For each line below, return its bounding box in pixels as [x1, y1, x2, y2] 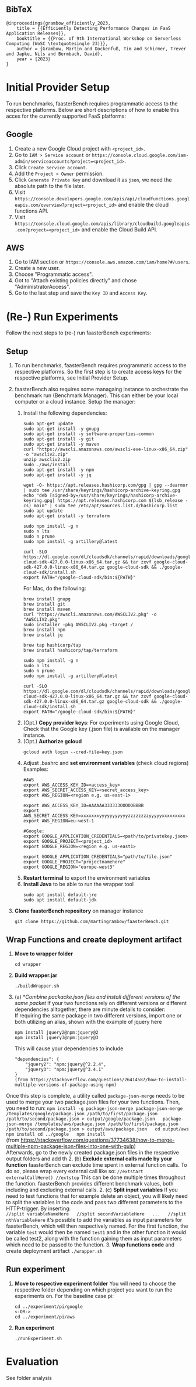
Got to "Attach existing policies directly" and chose [14, 277, 137, 284]
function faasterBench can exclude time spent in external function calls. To [6, 1161, 188, 1168]
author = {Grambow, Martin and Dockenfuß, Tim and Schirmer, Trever [16, 46, 187, 52]
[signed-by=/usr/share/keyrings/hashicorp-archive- [49, 493, 178, 498]
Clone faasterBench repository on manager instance [14, 907, 143, 914]
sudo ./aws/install [23, 462, 71, 468]
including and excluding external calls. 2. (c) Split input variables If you [6, 1186, 178, 1193]
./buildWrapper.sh [14, 983, 60, 989]
